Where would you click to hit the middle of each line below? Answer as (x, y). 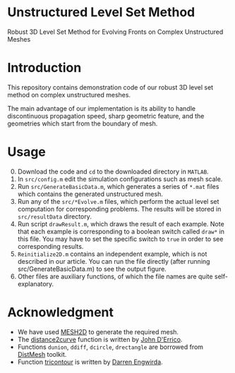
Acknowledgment (61, 312)
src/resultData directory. (54, 216)
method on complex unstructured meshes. (69, 94)
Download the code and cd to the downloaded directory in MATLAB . (113, 171)
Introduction (44, 68)
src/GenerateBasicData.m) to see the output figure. (92, 269)
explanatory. (36, 283)
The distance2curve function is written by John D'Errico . (100, 339)
